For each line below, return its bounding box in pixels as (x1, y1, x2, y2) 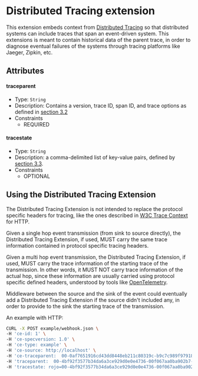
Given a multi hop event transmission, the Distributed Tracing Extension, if (6, 253, 186, 261)
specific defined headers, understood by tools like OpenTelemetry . (6, 278, 168, 286)
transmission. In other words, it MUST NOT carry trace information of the (6, 266, 183, 273)
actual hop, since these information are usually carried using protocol (6, 272, 175, 279)
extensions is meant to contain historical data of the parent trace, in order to (6, 36, 191, 43)
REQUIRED (23, 121, 50, 128)
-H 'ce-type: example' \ (6, 342, 67, 348)
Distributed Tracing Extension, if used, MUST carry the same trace (6, 235, 168, 243)
